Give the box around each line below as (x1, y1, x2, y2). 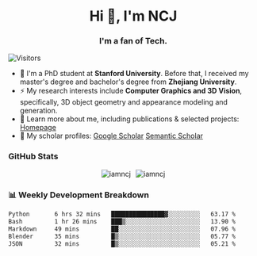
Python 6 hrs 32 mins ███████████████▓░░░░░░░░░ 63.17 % (8, 210, 236, 219)
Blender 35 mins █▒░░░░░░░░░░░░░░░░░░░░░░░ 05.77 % (8, 232, 236, 240)
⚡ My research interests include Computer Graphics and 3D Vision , (19, 86, 243, 96)
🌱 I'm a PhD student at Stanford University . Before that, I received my (19, 69, 249, 78)
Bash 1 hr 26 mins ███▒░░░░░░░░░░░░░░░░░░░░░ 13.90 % (8, 217, 236, 225)
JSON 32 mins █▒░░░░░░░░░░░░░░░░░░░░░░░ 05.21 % (8, 239, 236, 248)
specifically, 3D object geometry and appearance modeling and (19, 97, 228, 107)
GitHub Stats (8, 151, 59, 162)
